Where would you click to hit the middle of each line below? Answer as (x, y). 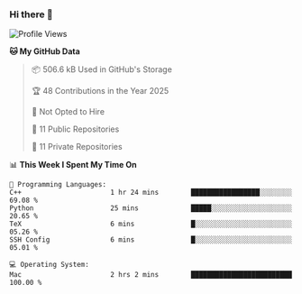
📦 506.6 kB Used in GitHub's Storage (102, 69)
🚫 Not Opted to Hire (68, 112)
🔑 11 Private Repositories (77, 147)
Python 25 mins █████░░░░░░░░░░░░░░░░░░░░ (151, 208)
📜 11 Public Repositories (75, 129)
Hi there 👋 (32, 14)
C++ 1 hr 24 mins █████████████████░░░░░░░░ (151, 193)
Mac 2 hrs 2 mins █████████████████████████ (151, 275)
